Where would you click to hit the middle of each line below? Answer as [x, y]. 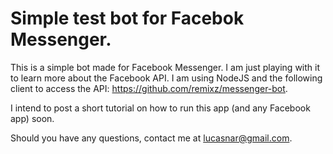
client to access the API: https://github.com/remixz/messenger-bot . [149, 88]
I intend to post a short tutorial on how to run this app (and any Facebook [160, 108]
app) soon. [32, 118]
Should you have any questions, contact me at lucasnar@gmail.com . [151, 138]
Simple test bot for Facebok [127, 18]
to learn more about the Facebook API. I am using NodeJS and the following [166, 78]
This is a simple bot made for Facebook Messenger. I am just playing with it [165, 67]
